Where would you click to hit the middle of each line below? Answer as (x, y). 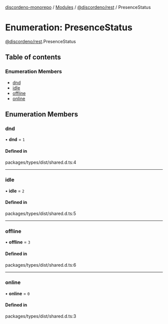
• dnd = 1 (15, 140)
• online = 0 (17, 293)
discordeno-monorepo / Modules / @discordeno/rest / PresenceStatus (78, 7)
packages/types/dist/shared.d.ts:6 (41, 265)
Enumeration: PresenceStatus (69, 28)
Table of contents (33, 57)
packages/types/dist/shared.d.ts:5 (41, 213)
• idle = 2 (15, 191)
